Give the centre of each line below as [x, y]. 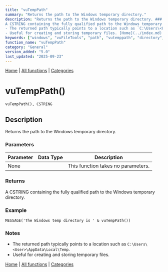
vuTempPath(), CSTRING [29, 104]
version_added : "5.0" [28, 52]
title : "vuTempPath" [27, 10]
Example [16, 210]
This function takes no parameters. [109, 166]
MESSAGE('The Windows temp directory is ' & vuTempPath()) [68, 221]
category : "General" [27, 47]
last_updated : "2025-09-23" [34, 56]
